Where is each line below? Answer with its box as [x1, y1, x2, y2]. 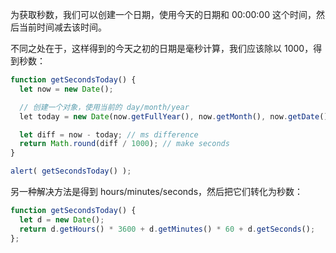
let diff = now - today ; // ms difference [19, 129, 199, 140]
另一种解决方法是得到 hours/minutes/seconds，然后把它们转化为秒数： [10, 186, 304, 197]
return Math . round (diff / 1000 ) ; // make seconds [19, 139, 230, 149]
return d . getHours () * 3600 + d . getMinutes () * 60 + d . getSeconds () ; [19, 224, 316, 234]
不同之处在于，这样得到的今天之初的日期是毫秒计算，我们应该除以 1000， [10, 43, 314, 54]
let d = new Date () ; [19, 214, 105, 225]
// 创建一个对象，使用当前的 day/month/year [19, 102, 190, 112]
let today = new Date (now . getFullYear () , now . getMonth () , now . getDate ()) [19, 111, 333, 122]
